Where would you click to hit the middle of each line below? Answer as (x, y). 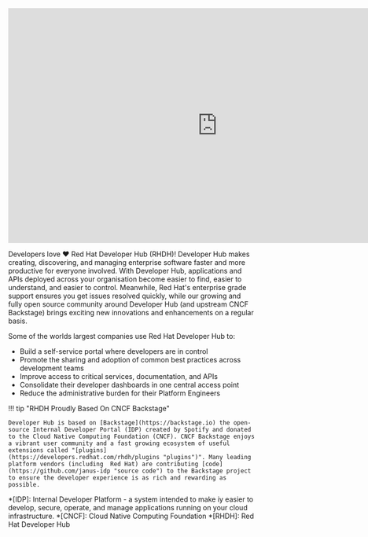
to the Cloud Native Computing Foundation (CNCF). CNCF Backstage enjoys (132, 436)
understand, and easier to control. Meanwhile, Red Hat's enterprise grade (127, 287)
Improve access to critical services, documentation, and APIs (119, 376)
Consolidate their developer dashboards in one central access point (129, 385)
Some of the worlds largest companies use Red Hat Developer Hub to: (122, 336)
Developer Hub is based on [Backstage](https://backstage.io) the (119, 423)
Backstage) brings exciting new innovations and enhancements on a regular (131, 313)
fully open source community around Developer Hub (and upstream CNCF (129, 304)
